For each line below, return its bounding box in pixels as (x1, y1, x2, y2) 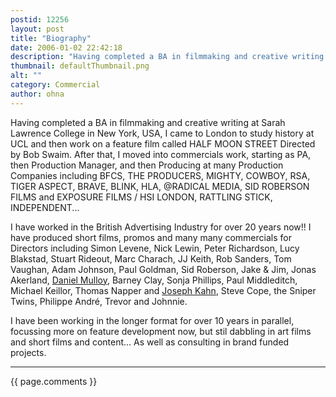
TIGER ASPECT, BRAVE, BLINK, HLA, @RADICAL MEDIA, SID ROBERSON (10, 180, 310, 192)
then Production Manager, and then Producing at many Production (10, 159, 284, 171)
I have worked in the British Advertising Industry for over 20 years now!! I (10, 221, 312, 233)
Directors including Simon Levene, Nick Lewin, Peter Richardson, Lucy (10, 242, 300, 254)
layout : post (10, 24, 65, 34)
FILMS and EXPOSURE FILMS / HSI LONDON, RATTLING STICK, (10, 191, 273, 203)
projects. (10, 346, 47, 358)
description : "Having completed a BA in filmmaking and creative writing (10, 52, 325, 62)
